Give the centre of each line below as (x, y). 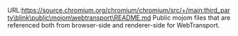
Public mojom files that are (191, 18)
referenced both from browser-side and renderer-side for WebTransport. (114, 25)
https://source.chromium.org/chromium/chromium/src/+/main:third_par (126, 10)
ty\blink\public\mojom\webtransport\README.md (79, 18)
